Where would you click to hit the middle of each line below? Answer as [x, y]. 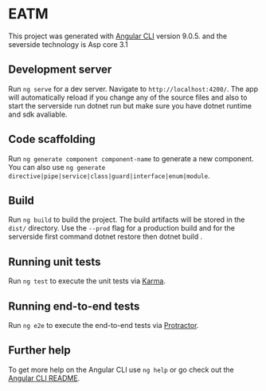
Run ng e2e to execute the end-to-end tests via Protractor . [104, 325]
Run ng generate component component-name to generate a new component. [131, 158]
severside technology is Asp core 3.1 [68, 44]
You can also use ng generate [57, 167]
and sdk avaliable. [38, 114]
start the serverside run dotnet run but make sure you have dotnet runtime [130, 105]
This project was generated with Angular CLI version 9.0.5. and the [118, 36]
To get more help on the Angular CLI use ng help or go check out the [121, 369]
